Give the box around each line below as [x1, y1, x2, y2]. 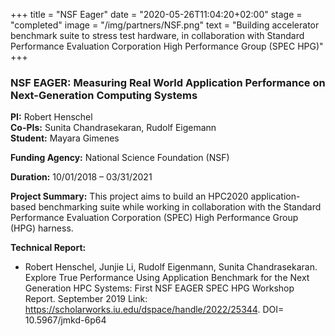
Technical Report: [10, 242, 87, 254]
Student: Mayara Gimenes [10, 132, 120, 144]
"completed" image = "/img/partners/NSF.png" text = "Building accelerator [10, 19, 320, 31]
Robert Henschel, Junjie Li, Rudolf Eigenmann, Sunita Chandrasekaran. [24, 261, 318, 273]
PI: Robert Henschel [10, 111, 93, 123]
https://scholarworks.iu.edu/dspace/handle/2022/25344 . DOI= [24, 304, 285, 316]
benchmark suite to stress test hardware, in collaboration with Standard [10, 30, 305, 41]
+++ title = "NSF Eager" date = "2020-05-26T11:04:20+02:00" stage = [10, 9, 303, 20]
